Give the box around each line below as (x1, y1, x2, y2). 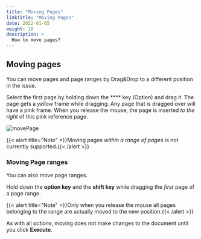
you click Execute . (6, 226, 53, 234)
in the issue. (6, 82, 37, 89)
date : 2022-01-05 (6, 20, 50, 26)
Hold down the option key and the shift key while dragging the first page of (6, 183, 195, 191)
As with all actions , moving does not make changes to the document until (6, 220, 189, 227)
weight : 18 (6, 25, 34, 32)
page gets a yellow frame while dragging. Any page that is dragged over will (6, 100, 196, 107)
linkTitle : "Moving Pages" (6, 15, 74, 21)
